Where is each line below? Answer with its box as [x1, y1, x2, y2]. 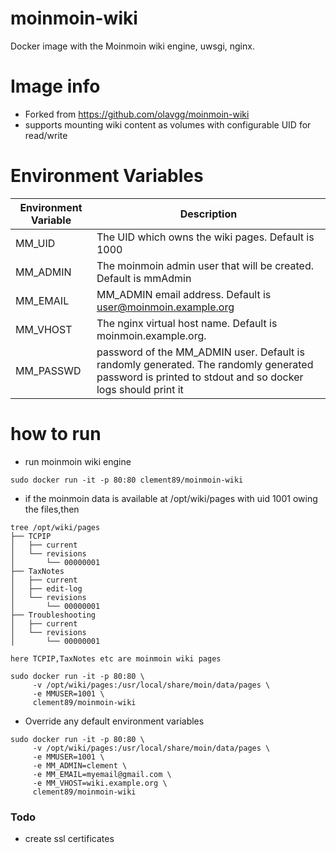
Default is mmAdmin [96, 271, 192, 285]
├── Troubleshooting [10, 610, 97, 620]
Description [179, 207, 238, 221]
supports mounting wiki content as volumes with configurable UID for [24, 118, 312, 131]
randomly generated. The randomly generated [96, 357, 314, 371]
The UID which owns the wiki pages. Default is [96, 230, 315, 244]
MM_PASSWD [15, 363, 82, 377]
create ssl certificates [24, 833, 115, 845]
